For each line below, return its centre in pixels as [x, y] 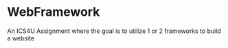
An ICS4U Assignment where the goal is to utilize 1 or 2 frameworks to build [114, 31]
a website [21, 38]
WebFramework [54, 12]
